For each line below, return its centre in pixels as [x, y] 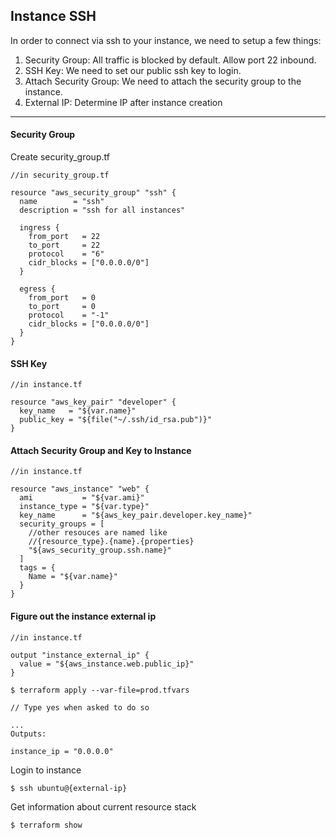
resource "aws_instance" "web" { [80, 489]
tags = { [37, 568]
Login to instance [46, 770]
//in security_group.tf [60, 175]
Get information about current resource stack [103, 806]
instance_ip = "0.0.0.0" [62, 751]
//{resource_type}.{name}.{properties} [111, 542]
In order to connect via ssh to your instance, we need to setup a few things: [166, 40]
